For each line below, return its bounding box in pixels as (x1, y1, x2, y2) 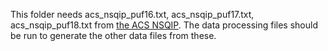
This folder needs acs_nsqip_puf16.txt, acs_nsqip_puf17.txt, (10, 9, 255, 20)
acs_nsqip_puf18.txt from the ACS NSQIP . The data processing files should (10, 19, 318, 31)
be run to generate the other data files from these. (10, 30, 217, 41)
